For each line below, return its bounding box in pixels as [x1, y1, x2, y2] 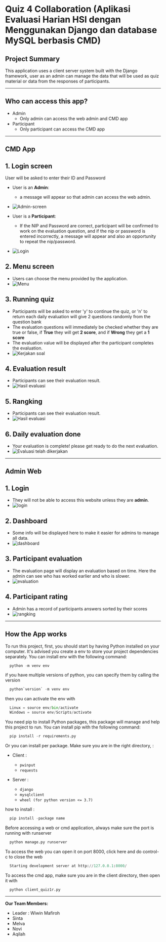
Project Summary [5, 54, 60, 63]
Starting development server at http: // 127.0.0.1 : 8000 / [9, 863, 127, 868]
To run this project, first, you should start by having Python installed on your [5, 643, 160, 649]
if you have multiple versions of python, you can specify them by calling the [5, 672, 159, 678]
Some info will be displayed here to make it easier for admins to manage [12, 530, 159, 536]
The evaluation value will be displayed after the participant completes [12, 340, 154, 345]
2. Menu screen [5, 262, 54, 271]
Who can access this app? [5, 97, 88, 106]
